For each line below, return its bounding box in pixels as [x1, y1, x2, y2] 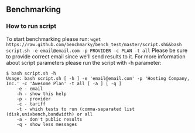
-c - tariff [16, 101, 46, 107]
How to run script [6, 22, 57, 30]
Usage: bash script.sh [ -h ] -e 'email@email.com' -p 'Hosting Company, [6, 75, 190, 81]
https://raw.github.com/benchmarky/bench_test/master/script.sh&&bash [6, 41, 182, 47]
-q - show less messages [16, 121, 77, 127]
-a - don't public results [16, 116, 83, 122]
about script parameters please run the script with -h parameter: [6, 59, 162, 66]
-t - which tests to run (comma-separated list [16, 106, 135, 112]
